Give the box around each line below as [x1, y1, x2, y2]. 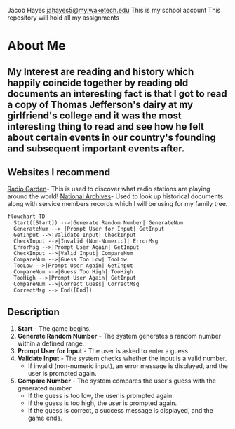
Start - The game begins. [17, 325, 91, 333]
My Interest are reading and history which [7, 66, 194, 78]
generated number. [17, 384, 74, 393]
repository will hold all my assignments [7, 13, 120, 22]
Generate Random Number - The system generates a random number [17, 332, 222, 341]
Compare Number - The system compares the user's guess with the [17, 376, 216, 385]
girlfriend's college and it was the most [7, 109, 182, 121]
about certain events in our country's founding [7, 131, 216, 143]
